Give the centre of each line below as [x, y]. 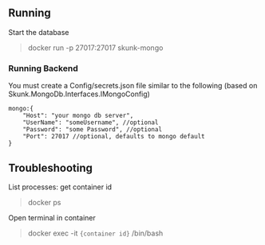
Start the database [39, 32]
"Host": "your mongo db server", [78, 116]
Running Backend [43, 68]
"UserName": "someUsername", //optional [91, 122]
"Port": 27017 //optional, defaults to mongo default [114, 137]
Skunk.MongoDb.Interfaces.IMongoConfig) [79, 94]
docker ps [44, 202]
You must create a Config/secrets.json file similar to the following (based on [133, 86]
